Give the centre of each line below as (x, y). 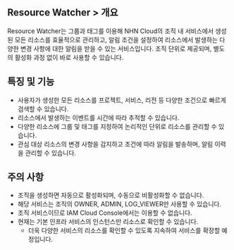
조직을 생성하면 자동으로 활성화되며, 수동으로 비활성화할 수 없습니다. (111, 195)
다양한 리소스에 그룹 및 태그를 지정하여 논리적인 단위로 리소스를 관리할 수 (117, 126)
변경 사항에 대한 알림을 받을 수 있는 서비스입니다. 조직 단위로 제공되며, (116, 49)
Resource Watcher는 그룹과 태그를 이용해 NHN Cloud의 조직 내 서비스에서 (110, 31)
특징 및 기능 (31, 82)
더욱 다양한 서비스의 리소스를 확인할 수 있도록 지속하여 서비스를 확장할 (124, 230)
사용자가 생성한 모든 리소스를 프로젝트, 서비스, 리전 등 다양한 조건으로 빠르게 (122, 100)
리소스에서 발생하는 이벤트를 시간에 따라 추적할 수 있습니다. (98, 118)
